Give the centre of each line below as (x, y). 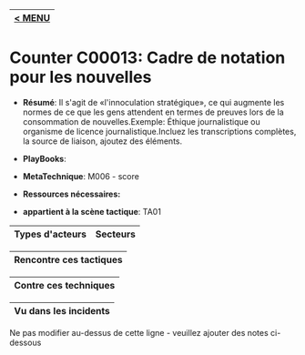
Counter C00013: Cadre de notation (147, 58)
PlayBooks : (44, 158)
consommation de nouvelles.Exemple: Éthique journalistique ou (142, 121)
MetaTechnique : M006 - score (81, 176)
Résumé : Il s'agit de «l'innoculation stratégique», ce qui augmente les (153, 102)
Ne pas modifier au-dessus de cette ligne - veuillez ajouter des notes (139, 332)
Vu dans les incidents (62, 310)
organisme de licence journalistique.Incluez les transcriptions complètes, (159, 131)
